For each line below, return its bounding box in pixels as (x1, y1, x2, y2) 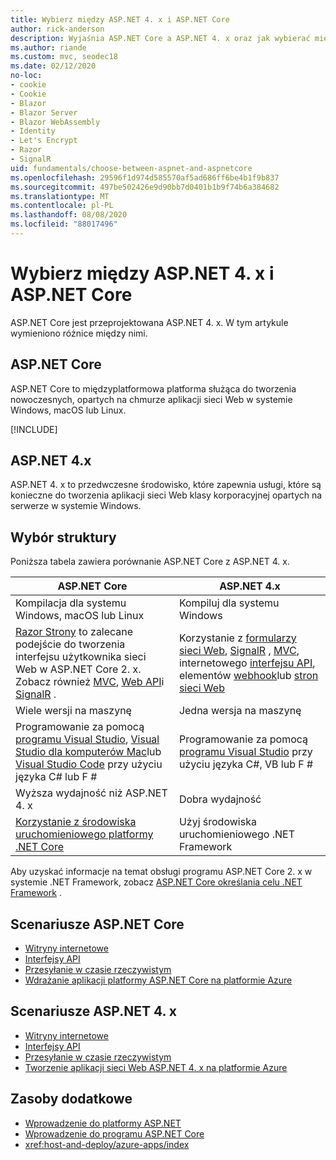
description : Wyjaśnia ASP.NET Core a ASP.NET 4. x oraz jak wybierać (10, 33, 311, 43)
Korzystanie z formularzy (178, 631, 297, 645)
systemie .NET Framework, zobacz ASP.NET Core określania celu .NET (10, 876, 303, 888)
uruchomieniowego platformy (15, 827, 154, 841)
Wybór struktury (10, 529, 117, 546)
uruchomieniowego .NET (178, 827, 296, 841)
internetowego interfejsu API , (178, 656, 316, 670)
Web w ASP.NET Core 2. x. (15, 662, 142, 676)
